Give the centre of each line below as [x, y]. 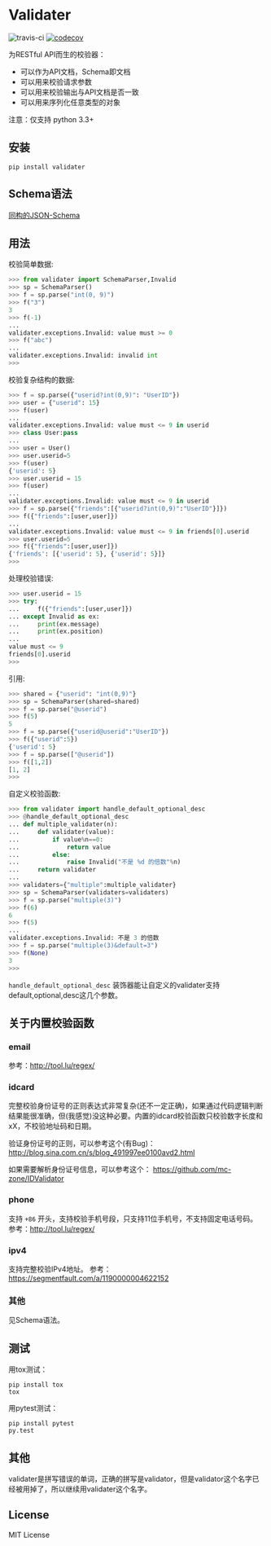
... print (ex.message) [54, 624]
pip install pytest [42, 1424]
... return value [60, 847]
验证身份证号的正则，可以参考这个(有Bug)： [82, 1144]
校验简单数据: [31, 264]
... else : [39, 854]
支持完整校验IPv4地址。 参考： [60, 1269]
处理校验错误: [31, 578]
